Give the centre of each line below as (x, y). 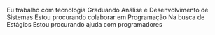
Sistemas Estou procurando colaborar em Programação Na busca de (106, 17)
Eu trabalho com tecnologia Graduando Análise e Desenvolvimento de (107, 10)
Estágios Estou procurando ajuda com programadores (84, 24)
